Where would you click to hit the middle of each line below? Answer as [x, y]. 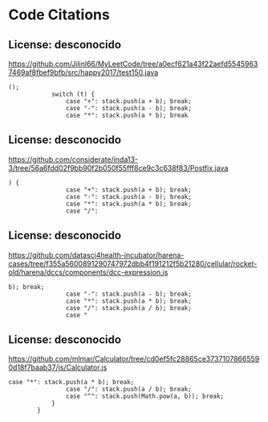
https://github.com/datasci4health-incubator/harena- [96, 254]
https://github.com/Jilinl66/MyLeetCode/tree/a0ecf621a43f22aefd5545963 [133, 64]
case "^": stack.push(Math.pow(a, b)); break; [145, 396]
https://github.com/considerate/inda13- [73, 159]
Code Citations [59, 15]
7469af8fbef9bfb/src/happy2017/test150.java [83, 72]
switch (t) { [73, 94]
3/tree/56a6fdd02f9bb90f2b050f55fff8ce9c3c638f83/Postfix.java [118, 168]
